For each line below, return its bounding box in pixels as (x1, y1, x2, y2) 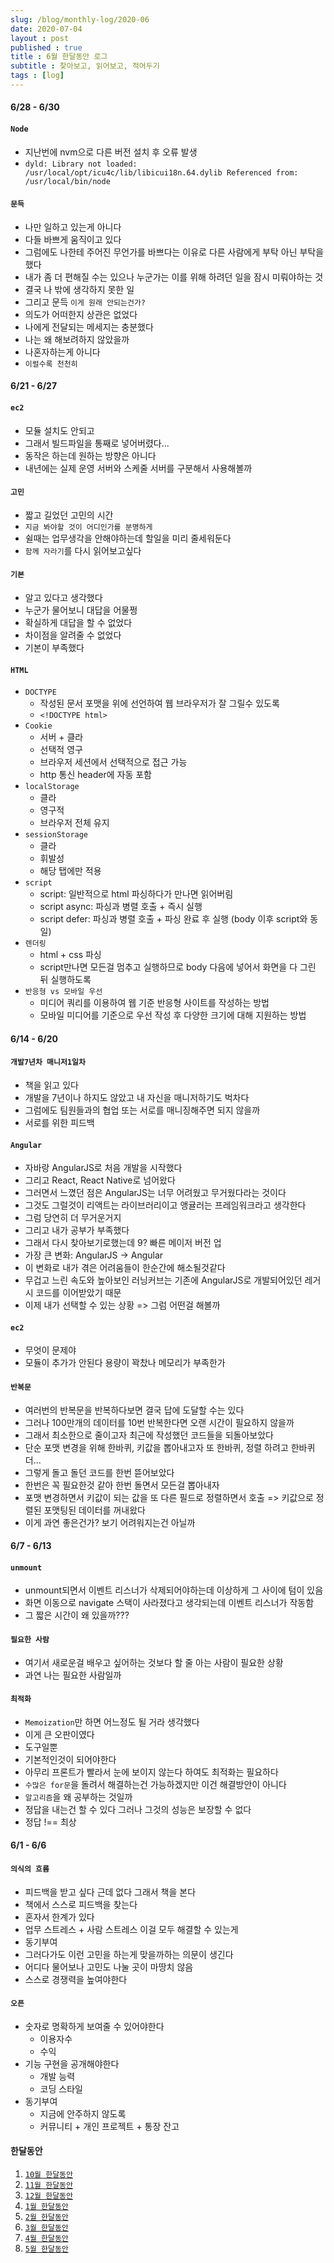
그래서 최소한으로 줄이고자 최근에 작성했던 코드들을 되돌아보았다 (24, 1429, 274, 1441)
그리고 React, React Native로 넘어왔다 (24, 1174, 176, 1186)
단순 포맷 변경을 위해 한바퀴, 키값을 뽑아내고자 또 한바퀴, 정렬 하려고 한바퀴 (24, 1441, 316, 1453)
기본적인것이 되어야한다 (24, 1753, 117, 1765)
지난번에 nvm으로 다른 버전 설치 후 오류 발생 (24, 146, 198, 158)
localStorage (24, 782, 80, 792)
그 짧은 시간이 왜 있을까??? (24, 1609, 130, 1621)
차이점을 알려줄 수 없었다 (24, 629, 122, 641)
